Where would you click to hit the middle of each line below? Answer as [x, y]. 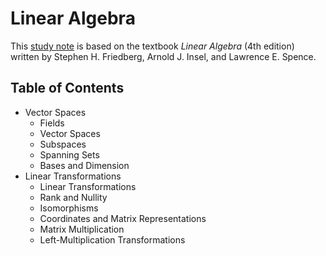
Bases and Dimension [84, 165]
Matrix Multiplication [82, 229]
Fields [52, 123]
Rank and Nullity [73, 197]
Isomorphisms [69, 208]
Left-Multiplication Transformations [112, 239]
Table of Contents [67, 88]
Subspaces [63, 144]
